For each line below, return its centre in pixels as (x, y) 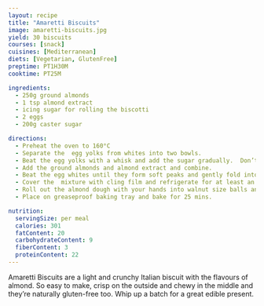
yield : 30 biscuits (40, 37)
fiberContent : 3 (42, 248)
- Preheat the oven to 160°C (63, 146)
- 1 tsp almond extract (54, 103)
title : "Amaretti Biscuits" (54, 23)
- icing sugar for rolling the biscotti (82, 110)
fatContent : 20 (40, 233)
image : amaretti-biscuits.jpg (58, 30)
